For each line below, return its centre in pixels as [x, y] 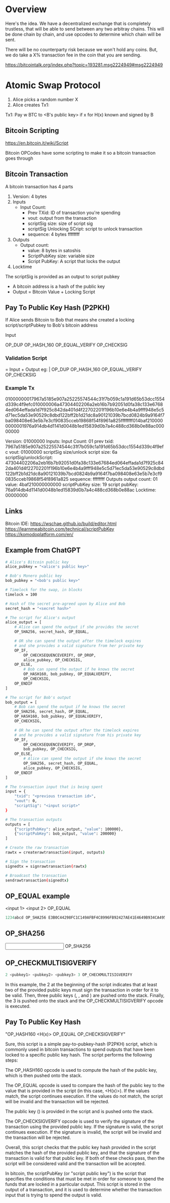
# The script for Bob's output [38, 697]
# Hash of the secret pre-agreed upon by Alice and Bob [65, 604]
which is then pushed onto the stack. [44, 1076]
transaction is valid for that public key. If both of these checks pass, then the [85, 1158]
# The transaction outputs [34, 819]
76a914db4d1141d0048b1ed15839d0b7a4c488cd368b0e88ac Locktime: [81, 490]
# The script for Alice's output [40, 618]
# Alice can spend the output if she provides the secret [77, 627]
